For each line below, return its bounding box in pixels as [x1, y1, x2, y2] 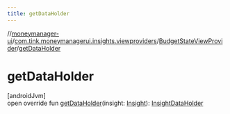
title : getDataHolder [7, 10, 70, 17]
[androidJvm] [7, 91, 47, 99]
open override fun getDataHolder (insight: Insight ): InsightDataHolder [7, 99, 204, 107]
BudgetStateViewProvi [158, 36, 223, 45]
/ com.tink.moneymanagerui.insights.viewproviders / [12, 36, 160, 45]
